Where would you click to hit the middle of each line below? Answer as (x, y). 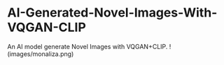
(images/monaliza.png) (41, 54)
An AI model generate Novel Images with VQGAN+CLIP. (87, 46)
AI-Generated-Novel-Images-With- (112, 13)
